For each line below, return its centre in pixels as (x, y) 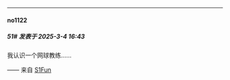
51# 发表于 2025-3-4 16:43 (46, 37)
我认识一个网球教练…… (39, 55)
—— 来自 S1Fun (29, 70)
